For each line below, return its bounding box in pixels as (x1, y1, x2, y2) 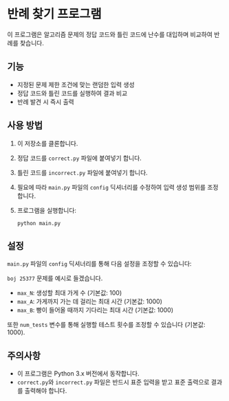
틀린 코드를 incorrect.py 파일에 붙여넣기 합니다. (17, 168, 148, 176)
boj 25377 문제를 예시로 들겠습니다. (7, 274, 103, 282)
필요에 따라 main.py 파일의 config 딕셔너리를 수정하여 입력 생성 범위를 (17, 183, 206, 191)
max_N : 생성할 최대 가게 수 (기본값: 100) (17, 289, 122, 297)
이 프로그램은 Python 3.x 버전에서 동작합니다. (17, 369, 140, 378)
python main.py (17, 220, 61, 227)
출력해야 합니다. (24, 387, 67, 395)
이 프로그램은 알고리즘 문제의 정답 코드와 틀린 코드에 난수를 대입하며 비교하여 (7, 30, 213, 38)
